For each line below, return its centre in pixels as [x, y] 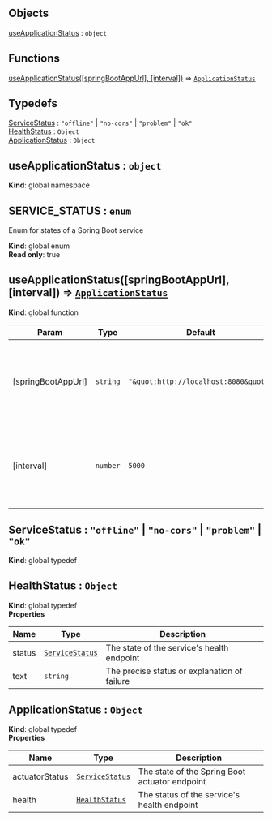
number [108, 465]
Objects [29, 13]
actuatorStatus [40, 776]
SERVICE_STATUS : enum [70, 211]
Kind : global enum [39, 246]
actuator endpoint [172, 782]
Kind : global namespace [49, 185]
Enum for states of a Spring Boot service [76, 230]
